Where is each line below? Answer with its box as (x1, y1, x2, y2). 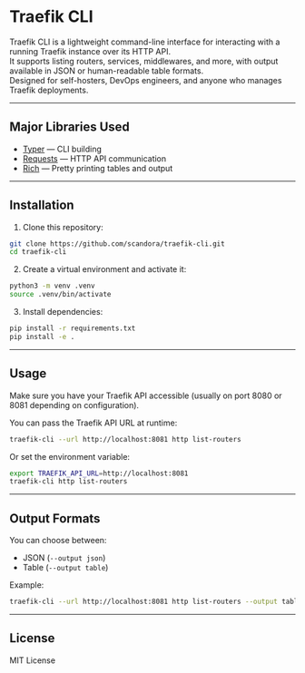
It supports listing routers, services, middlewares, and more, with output (9, 55, 279, 66)
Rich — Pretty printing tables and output (22, 162, 173, 173)
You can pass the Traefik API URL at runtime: (9, 417, 178, 428)
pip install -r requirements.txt (9, 324, 136, 333)
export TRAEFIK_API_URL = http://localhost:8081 (9, 469, 189, 478)
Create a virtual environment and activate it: (22, 264, 187, 275)
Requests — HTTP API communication (22, 152, 167, 164)
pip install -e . (9, 332, 75, 341)
